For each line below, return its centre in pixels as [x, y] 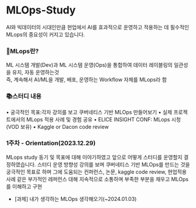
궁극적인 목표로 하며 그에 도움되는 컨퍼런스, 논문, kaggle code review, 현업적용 [97, 172]
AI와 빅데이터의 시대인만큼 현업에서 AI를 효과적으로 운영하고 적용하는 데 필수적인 [98, 27]
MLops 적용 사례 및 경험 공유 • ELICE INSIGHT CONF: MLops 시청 [104, 119]
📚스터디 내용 [24, 96]
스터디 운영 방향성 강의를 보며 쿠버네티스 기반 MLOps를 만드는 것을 [114, 164]
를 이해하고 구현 [24, 186]
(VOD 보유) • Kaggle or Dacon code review [58, 127]
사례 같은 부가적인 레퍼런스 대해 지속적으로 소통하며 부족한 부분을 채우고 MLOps [97, 179]
